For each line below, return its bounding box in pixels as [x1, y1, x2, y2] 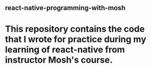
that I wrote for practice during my [5, 34, 147, 45]
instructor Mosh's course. [5, 54, 113, 65]
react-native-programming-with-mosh [5, 4, 126, 12]
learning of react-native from [5, 44, 125, 55]
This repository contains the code [5, 23, 145, 34]
